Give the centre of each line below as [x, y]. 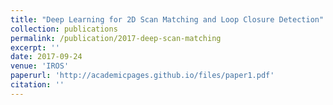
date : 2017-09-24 [46, 57]
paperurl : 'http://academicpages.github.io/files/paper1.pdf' [142, 76]
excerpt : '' [35, 47]
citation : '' [37, 85]
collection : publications [64, 29]
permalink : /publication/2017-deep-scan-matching [116, 38]
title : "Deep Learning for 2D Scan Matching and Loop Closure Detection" [167, 19]
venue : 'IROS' [40, 66]
